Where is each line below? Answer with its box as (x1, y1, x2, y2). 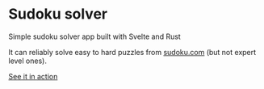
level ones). (8, 56, 47, 66)
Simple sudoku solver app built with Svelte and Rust (8, 32, 182, 41)
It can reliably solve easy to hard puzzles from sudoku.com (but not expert (8, 47, 257, 57)
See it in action (8, 71, 58, 81)
